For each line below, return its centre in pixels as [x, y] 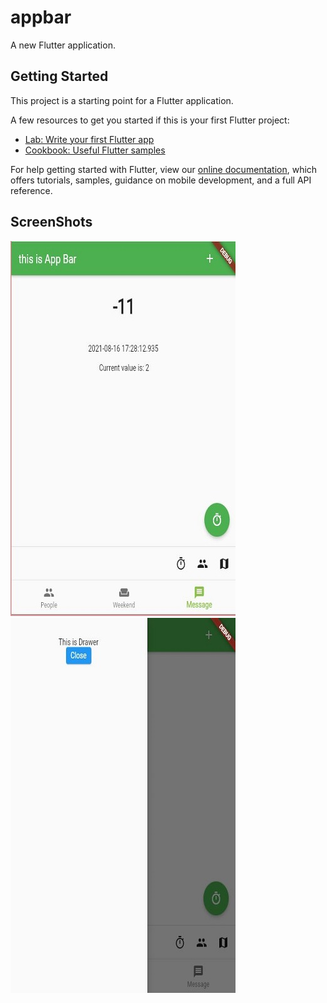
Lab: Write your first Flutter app [89, 139]
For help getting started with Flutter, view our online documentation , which [164, 169]
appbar [41, 17]
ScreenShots [51, 222]
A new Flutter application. [63, 45]
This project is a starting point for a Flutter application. [122, 100]
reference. [31, 190]
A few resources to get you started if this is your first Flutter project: [150, 120]
